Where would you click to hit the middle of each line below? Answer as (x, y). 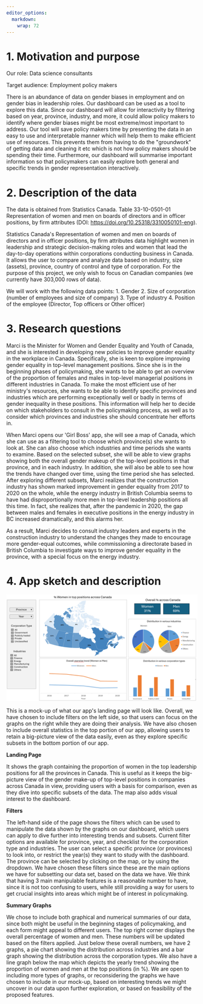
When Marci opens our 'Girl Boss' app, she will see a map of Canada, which (101, 435)
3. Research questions (64, 329)
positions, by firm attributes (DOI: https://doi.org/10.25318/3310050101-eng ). (102, 223)
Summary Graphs (29, 905)
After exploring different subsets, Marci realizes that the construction (92, 480)
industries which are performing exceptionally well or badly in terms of (95, 397)
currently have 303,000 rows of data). (54, 279)
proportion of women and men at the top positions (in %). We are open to (98, 969)
